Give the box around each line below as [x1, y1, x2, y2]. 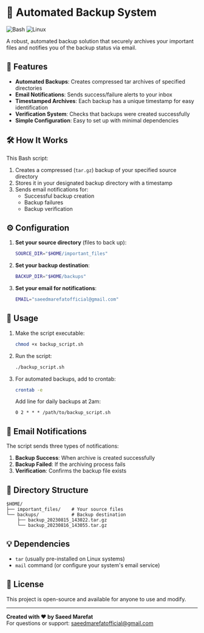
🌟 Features [6, 62, 48, 72]
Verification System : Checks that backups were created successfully [15, 110, 190, 118]
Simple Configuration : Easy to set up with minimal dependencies [15, 116, 179, 124]
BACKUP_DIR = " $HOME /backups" [15, 274, 86, 280]
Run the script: [15, 352, 52, 359]
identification [15, 104, 49, 111]
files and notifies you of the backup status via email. [6, 44, 137, 51]
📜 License [6, 579, 44, 590]
